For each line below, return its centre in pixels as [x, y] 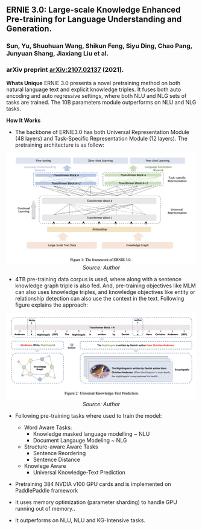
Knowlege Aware [45, 466]
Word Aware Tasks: [48, 427]
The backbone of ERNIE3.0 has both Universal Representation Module [102, 132]
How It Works [24, 120]
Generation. [29, 29]
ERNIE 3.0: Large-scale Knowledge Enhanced [93, 10]
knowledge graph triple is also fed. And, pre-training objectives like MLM [105, 286]
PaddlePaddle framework [46, 490]
